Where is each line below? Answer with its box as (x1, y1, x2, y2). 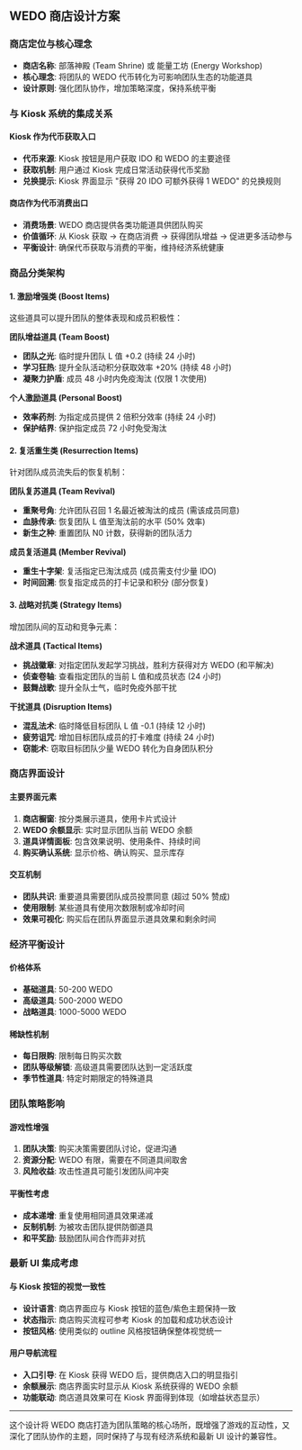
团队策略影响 (9, 1098, 66, 1110)
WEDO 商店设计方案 (9, 8, 120, 24)
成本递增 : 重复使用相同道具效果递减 (22, 1210, 154, 1220)
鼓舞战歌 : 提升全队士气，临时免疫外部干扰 (22, 682, 177, 693)
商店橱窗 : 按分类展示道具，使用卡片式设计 (22, 813, 177, 824)
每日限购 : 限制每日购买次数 (22, 1050, 122, 1061)
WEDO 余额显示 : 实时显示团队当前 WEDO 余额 (22, 824, 193, 835)
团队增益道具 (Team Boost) (9, 331, 111, 342)
